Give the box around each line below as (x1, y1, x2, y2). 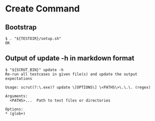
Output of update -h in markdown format (5, 54, 134, 62)
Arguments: (5, 93, 28, 98)
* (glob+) (5, 111, 26, 116)
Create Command (5, 3, 80, 14)
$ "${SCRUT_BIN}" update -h (5, 67, 64, 72)
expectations (5, 76, 32, 81)
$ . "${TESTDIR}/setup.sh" (5, 36, 61, 41)
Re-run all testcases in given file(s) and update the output (5, 71, 137, 76)
